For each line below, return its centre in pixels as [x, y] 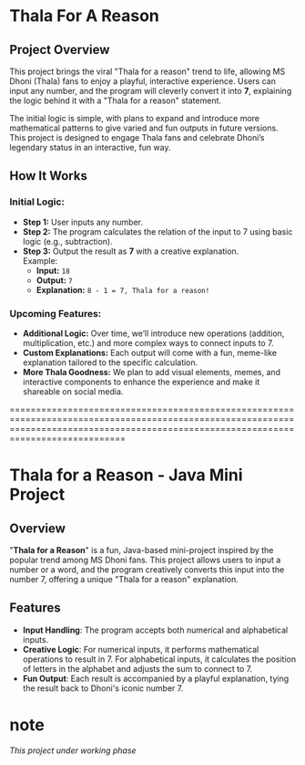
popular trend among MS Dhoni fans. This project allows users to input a [145, 560]
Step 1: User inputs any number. [83, 222]
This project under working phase [73, 750]
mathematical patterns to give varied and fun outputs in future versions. [144, 128]
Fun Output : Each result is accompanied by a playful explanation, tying [156, 678]
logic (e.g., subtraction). [67, 241]
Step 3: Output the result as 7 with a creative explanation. [131, 251]
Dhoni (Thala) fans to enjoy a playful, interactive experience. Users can [142, 81]
